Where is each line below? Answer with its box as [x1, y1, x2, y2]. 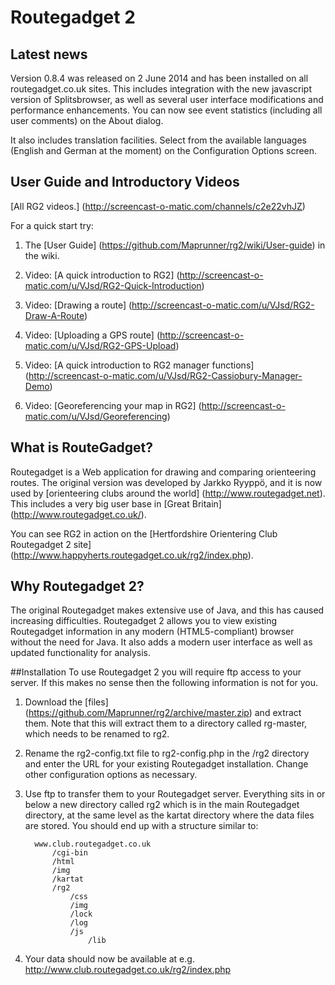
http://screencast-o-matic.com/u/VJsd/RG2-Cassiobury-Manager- [28, 369, 303, 381]
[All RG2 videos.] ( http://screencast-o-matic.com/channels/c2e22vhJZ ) [10, 200, 306, 212]
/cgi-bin [51, 848, 89, 858]
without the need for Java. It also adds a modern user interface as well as [10, 636, 313, 648]
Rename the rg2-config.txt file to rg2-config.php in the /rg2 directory [24, 747, 310, 760]
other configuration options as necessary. [24, 769, 198, 781]
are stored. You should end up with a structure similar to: [24, 820, 259, 832]
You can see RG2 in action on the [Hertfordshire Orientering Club [10, 527, 278, 540]
